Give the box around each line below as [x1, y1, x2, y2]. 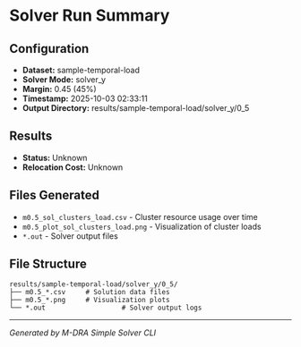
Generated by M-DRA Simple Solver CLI [9, 327, 157, 338]
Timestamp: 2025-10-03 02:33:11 [21, 93, 148, 104]
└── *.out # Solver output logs [9, 303, 202, 313]
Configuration [9, 41, 90, 56]
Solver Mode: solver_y [21, 74, 106, 85]
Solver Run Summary [9, 5, 170, 26]
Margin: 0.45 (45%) [21, 84, 97, 94]
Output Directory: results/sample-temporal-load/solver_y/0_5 [21, 103, 250, 113]
